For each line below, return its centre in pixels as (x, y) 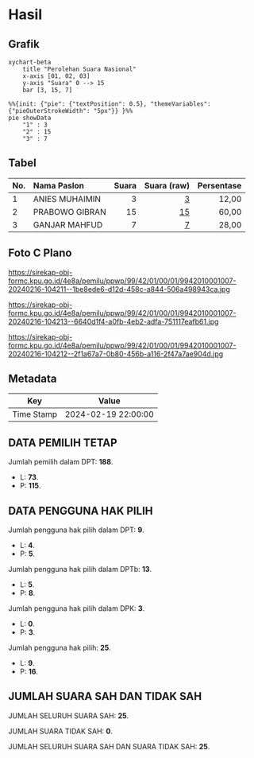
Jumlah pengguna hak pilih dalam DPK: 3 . (77, 608)
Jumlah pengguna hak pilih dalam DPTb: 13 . (80, 569)
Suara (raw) (167, 185)
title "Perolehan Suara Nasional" (79, 69)
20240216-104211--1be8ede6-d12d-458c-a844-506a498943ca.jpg (119, 289)
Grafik (24, 44)
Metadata (33, 379)
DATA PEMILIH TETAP (63, 443)
